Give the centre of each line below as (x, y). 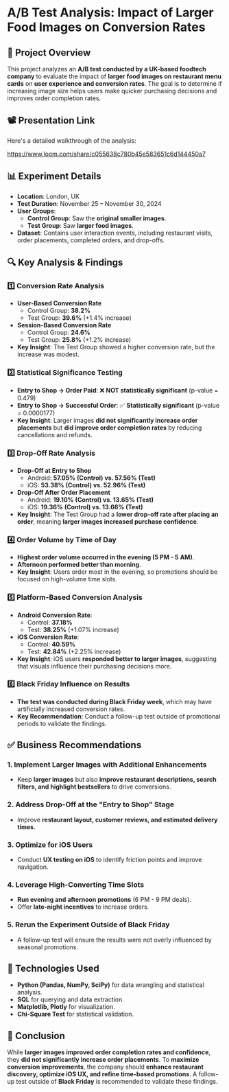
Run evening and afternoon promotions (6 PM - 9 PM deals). (104, 900)
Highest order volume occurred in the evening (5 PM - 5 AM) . (106, 557)
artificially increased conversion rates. (71, 709)
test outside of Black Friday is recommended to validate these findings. (117, 1082)
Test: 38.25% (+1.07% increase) (73, 629)
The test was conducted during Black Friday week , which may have (114, 701)
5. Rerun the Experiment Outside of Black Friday (88, 925)
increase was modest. (48, 354)
